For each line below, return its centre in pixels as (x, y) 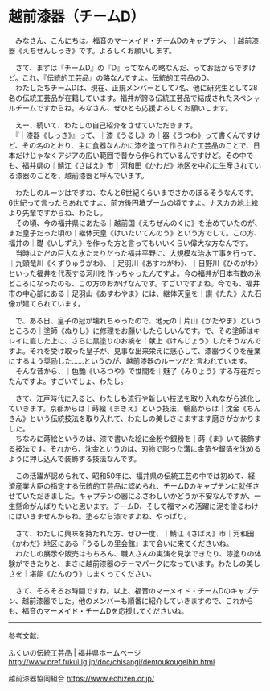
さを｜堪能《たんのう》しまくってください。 (82, 573)
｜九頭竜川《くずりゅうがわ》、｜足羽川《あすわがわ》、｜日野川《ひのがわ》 (135, 263)
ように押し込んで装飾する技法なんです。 (75, 458)
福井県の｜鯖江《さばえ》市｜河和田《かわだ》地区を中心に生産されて (138, 165)
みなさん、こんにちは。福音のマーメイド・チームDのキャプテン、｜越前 (133, 40)
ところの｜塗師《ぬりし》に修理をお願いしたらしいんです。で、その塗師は (131, 331)
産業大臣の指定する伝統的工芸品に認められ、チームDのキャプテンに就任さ (137, 485)
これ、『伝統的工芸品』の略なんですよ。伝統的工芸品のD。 (118, 77)
